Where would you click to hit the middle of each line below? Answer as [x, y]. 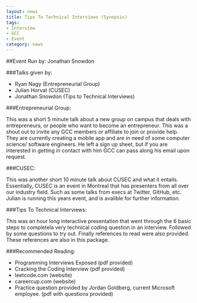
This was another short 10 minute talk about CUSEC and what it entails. [92, 179]
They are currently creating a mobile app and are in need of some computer [98, 138]
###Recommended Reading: [41, 251]
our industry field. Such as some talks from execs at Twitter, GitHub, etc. [94, 192]
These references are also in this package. [58, 239]
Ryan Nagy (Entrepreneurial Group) [57, 84]
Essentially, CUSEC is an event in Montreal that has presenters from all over [98, 185]
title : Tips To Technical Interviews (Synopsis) [67, 17]
